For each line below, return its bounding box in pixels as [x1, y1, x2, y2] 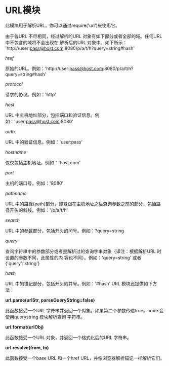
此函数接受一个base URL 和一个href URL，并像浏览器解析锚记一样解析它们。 [5, 355, 165, 361]
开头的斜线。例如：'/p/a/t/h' [9, 207, 68, 213]
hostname [5, 149, 26, 155]
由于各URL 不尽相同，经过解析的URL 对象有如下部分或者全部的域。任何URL [5, 33, 162, 39]
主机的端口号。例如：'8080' [5, 180, 64, 186]
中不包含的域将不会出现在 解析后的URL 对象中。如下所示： [5, 39, 128, 46]
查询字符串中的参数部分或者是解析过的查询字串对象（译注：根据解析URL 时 [5, 248, 162, 254]
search [5, 217, 20, 223]
